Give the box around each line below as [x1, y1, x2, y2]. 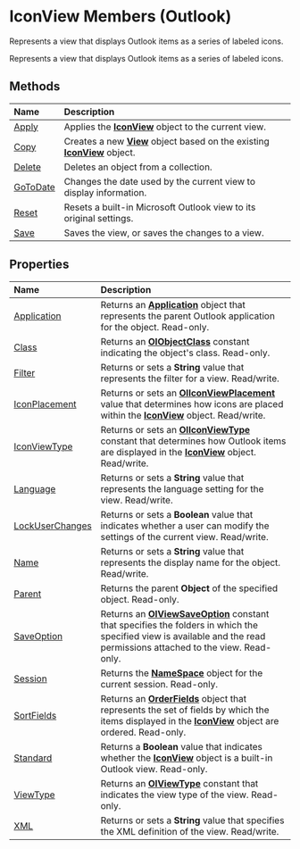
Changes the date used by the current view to [63, 175, 256, 187]
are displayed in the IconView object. [100, 445, 257, 458]
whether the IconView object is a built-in [100, 752, 273, 764]
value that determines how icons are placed [100, 397, 284, 410]
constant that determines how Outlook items [100, 435, 287, 447]
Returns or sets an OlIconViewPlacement [100, 387, 275, 399]
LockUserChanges [13, 520, 92, 532]
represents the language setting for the [100, 482, 264, 495]
